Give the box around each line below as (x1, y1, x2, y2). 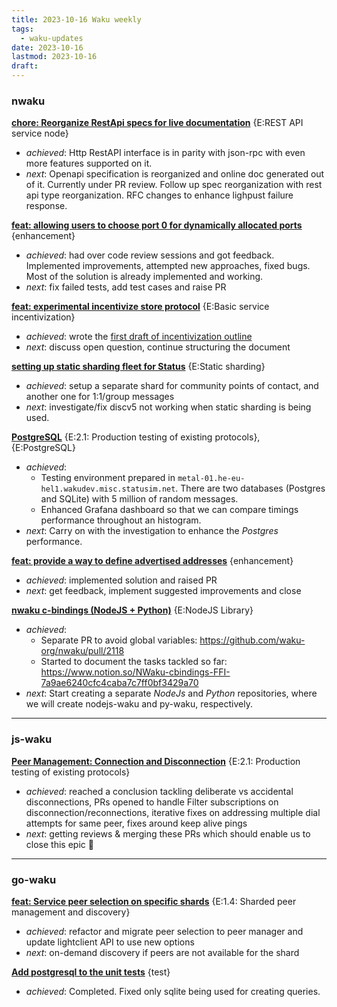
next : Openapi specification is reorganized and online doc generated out (25, 168, 325, 180)
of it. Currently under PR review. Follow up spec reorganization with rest (25, 179, 323, 191)
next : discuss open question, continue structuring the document (25, 341, 291, 353)
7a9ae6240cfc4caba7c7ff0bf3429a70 (40, 677, 199, 689)
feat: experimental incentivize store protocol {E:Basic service (11, 301, 270, 313)
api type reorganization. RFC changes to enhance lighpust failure (25, 189, 294, 201)
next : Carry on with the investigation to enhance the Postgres (25, 525, 279, 537)
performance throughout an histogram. (40, 514, 202, 526)
